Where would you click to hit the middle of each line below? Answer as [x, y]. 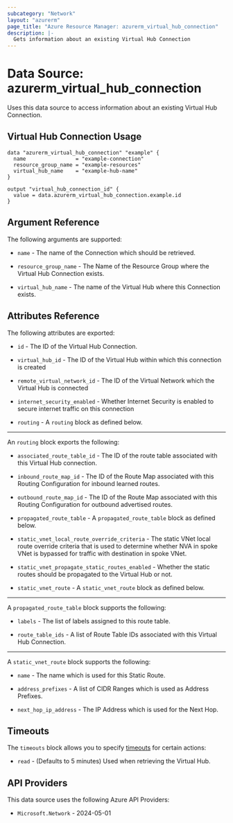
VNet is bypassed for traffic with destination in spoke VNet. [102, 553]
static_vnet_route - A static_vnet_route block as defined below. [111, 587]
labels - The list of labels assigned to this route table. [94, 621]
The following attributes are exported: [61, 333]
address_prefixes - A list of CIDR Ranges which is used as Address [113, 688]
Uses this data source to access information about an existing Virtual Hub [112, 107]
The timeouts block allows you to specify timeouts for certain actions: [107, 748]
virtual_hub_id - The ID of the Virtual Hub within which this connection [119, 359]
